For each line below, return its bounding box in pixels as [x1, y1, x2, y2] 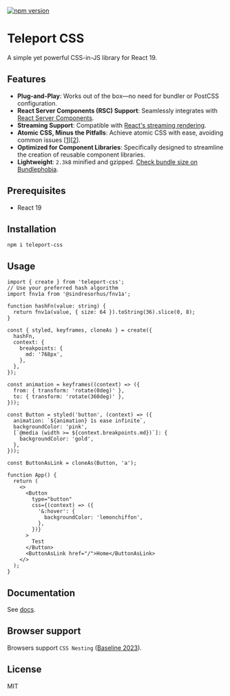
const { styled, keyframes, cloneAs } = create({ [7, 327, 153, 334]
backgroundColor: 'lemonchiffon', [43, 514, 143, 521]
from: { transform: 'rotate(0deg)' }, [13, 387, 125, 395]
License [7, 664, 42, 675]
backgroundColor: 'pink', [13, 424, 88, 430]
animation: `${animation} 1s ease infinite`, [13, 417, 147, 424]
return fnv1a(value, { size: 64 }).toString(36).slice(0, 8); [13, 309, 196, 316]
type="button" [32, 496, 72, 503]
